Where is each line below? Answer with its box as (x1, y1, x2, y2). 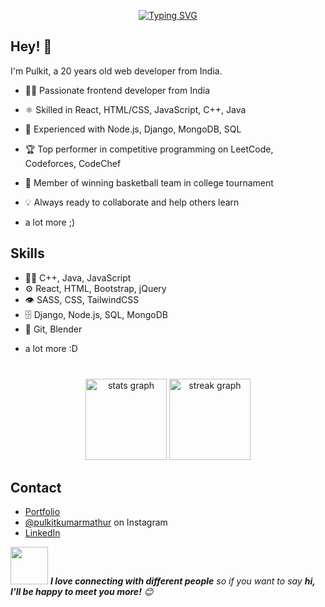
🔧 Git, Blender (24, 323, 83, 335)
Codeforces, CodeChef (24, 157, 122, 169)
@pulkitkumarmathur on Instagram (24, 516, 168, 529)
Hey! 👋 (10, 38, 53, 55)
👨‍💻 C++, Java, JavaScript (24, 271, 132, 284)
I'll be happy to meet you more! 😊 (10, 586, 154, 598)
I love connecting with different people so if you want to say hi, (49, 575, 316, 587)
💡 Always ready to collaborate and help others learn (24, 196, 240, 208)
